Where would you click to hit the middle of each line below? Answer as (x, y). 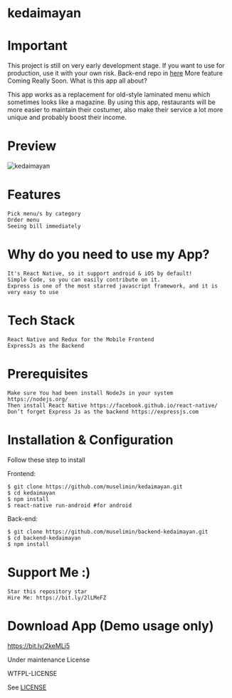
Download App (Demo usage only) (111, 626)
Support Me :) (49, 572)
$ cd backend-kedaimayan (44, 538)
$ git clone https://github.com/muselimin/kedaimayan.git (95, 487)
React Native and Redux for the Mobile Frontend (81, 339)
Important (37, 46)
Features (34, 195)
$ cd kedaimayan (31, 493)
